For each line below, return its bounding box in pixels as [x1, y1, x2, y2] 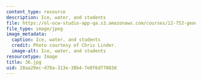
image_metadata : [6, 31, 47, 37]
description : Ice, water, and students [6, 14, 106, 20]
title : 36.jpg [6, 59, 42, 65]
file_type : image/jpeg [6, 25, 63, 32]
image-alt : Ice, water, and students [11, 48, 106, 54]
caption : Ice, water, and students [11, 37, 101, 43]
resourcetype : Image [6, 54, 58, 60]
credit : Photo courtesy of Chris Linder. [11, 43, 117, 49]
